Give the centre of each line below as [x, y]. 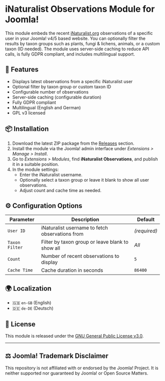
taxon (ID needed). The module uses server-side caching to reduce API [77, 49]
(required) [146, 231]
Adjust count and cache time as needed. [60, 190]
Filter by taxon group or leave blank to [85, 242]
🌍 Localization [28, 288]
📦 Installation [27, 129]
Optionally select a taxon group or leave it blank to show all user [84, 180]
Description [85, 220]
